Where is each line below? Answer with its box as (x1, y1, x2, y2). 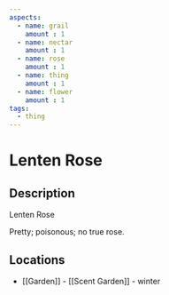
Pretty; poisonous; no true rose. (9, 227, 126, 237)
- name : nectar (17, 37, 73, 47)
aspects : (9, 12, 42, 22)
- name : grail (17, 21, 69, 30)
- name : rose (17, 54, 65, 63)
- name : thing (17, 71, 69, 80)
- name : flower (17, 87, 73, 96)
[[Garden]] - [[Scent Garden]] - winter (21, 275, 161, 286)
